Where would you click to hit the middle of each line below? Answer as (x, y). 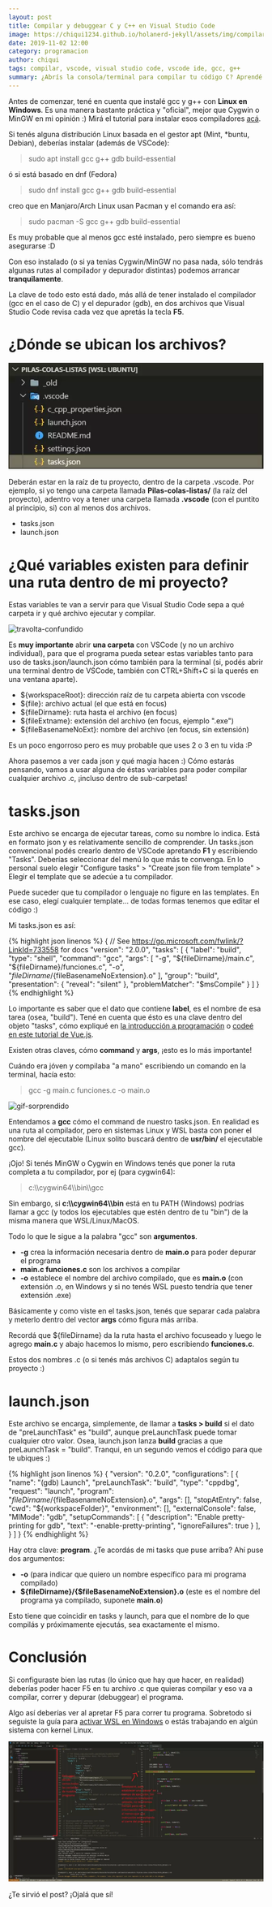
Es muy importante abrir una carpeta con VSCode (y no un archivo (121, 645)
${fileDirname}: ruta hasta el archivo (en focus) (99, 712)
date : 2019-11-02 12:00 (49, 43)
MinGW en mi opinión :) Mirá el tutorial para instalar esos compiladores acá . (135, 119)
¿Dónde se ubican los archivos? (117, 344)
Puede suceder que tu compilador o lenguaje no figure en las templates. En (134, 892)
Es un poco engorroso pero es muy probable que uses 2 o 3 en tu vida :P (130, 745)
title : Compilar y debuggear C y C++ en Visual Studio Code (112, 26)
